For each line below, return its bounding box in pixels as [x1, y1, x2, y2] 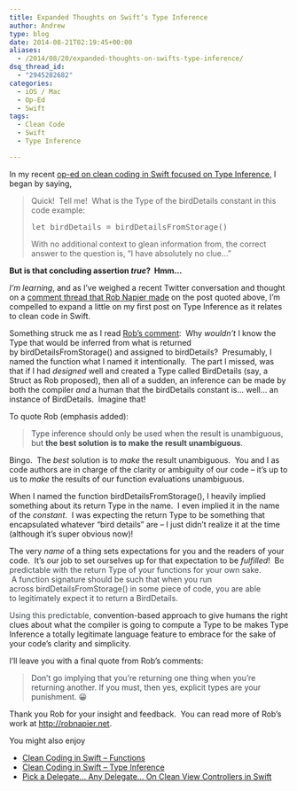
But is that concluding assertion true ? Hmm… [9, 265, 183, 276]
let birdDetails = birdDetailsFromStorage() [30, 222, 228, 231]
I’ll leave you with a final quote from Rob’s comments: [9, 655, 204, 666]
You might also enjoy [9, 735, 86, 746]
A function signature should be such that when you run [11, 574, 213, 584]
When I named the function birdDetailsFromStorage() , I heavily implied [9, 490, 266, 501]
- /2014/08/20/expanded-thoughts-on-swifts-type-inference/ [17, 54, 244, 63]
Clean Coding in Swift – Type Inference [21, 762, 166, 772]
